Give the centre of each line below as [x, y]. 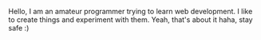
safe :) [19, 28]
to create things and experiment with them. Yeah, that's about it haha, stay [130, 20]
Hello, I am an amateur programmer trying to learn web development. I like [130, 11]
